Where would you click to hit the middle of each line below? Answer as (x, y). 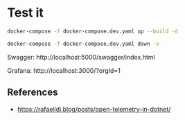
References (33, 93)
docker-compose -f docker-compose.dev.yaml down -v (83, 44)
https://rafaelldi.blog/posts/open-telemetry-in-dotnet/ (94, 109)
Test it (25, 13)
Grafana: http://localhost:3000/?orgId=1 (64, 70)
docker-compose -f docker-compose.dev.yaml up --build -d (92, 31)
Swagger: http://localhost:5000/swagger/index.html (81, 57)
